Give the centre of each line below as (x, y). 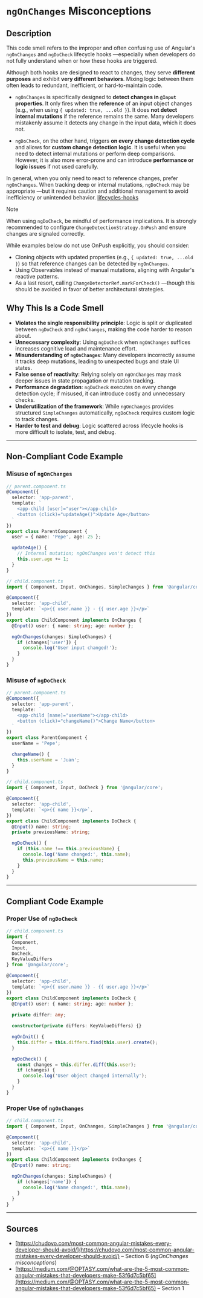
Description (29, 34)
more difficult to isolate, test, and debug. (66, 432)
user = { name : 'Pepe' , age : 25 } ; (56, 537)
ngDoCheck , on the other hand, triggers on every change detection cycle (105, 141)
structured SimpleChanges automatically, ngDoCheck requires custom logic (105, 413)
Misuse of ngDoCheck (36, 680)
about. (23, 335)
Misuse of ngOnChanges (39, 474)
